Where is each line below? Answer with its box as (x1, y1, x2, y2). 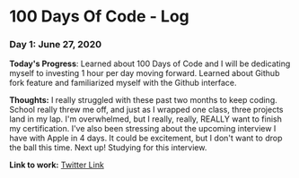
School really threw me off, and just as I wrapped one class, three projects (9, 105, 285, 115)
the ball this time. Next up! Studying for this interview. (9, 142, 207, 153)
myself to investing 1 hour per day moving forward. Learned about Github (9, 68, 280, 79)
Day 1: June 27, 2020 (9, 38, 101, 51)
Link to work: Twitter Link (9, 159, 105, 171)
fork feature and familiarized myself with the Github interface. (9, 78, 237, 89)
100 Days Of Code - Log (9, 6, 190, 27)
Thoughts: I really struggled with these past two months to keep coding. (9, 95, 278, 106)
